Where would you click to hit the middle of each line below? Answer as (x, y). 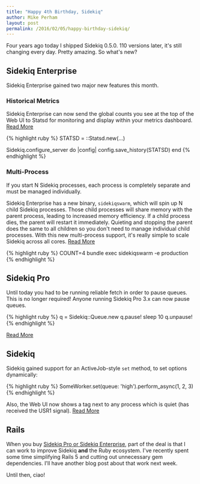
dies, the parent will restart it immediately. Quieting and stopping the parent (99, 222)
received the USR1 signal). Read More (53, 411)
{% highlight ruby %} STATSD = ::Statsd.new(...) (66, 138)
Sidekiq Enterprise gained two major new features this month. (83, 85)
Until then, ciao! (26, 475)
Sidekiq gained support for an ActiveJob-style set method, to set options (97, 368)
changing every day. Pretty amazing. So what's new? (72, 52)
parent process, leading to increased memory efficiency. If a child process (98, 216)
